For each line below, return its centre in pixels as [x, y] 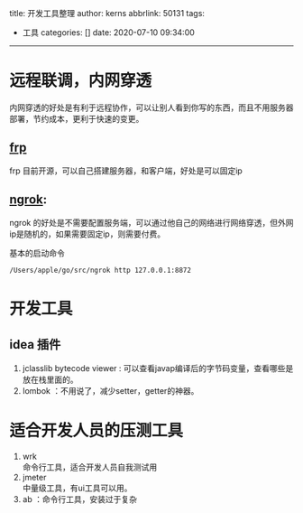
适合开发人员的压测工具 [96, 430]
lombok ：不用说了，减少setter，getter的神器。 [110, 390]
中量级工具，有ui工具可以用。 [77, 488]
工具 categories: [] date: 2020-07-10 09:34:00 [109, 33]
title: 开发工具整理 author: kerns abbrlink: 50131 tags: [107, 13]
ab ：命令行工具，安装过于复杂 [80, 499]
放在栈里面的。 [50, 379]
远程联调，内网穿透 [81, 81]
